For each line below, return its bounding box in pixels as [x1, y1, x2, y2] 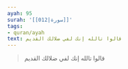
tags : [7, 23, 23, 29]
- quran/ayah [7, 29, 45, 36]
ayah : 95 [7, 10, 33, 17]
